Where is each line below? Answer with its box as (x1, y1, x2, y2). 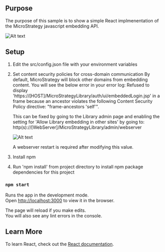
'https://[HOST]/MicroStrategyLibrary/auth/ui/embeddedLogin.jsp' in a (12, 93, 160, 99)
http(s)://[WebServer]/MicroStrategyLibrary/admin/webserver (12, 124, 142, 130)
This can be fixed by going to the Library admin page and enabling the (12, 113, 160, 119)
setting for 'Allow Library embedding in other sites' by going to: (12, 119, 145, 125)
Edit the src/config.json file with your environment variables (12, 61, 138, 67)
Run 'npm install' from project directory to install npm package (12, 163, 144, 170)
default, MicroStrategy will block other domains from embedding (12, 76, 148, 82)
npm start (5, 182, 29, 187)
